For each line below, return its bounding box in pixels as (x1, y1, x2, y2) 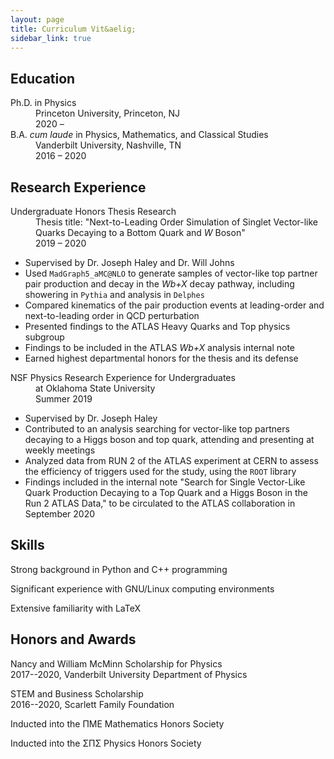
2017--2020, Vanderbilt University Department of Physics (10, 668, 248, 680)
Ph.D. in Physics (10, 97, 77, 109)
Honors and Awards (10, 631, 137, 648)
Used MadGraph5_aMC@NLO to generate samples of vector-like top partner (24, 267, 318, 279)
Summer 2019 (35, 393, 93, 405)
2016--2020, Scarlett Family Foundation (10, 698, 175, 710)
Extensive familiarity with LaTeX (10, 602, 141, 614)
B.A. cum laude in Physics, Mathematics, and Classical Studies (10, 129, 269, 141)
